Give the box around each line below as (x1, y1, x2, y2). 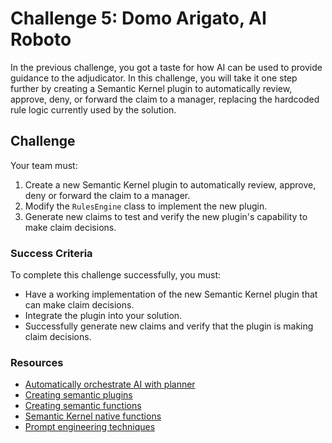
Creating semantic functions (24, 400, 142, 412)
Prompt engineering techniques (24, 421, 156, 433)
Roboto (10, 28, 72, 51)
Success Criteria (10, 246, 93, 260)
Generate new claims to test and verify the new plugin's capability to (24, 210, 308, 222)
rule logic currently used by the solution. (10, 103, 177, 116)
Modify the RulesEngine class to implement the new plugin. (24, 200, 268, 212)
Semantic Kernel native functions (24, 410, 162, 422)
